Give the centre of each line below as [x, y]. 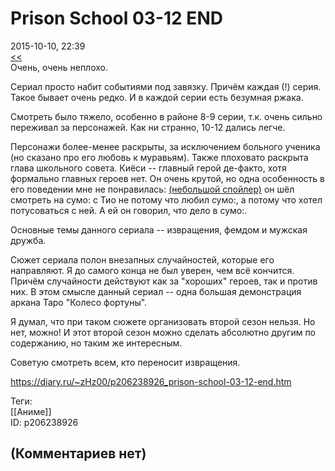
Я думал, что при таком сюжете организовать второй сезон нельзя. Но [163, 321]
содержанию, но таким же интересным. [96, 343]
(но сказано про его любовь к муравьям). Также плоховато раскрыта [159, 157]
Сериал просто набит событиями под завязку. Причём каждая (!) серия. [166, 86]
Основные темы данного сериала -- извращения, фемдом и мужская [159, 229]
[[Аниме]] [31, 411]
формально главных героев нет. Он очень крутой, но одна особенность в [167, 178]
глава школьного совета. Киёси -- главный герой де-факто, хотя [148, 168]
